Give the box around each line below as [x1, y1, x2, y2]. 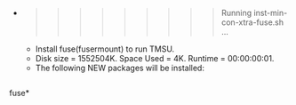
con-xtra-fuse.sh [220, 17, 284, 28]
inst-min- [252, 8, 288, 18]
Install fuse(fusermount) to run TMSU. [35, 44, 175, 54]
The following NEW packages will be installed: [35, 62, 204, 73]
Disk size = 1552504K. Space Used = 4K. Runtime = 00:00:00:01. [35, 53, 275, 63]
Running [220, 8, 252, 18]
